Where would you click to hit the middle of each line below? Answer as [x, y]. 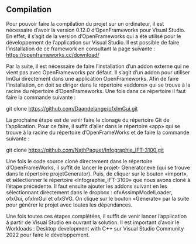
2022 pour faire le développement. [48, 235]
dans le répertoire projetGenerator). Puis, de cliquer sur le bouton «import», [97, 173]
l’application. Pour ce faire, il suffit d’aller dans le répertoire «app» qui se [93, 126]
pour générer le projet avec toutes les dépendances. [69, 205]
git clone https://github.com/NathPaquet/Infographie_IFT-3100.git [85, 150]
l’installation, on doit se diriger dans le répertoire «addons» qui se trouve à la [98, 85]
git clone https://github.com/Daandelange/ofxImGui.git [72, 108]
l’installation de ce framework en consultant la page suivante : [81, 49]
